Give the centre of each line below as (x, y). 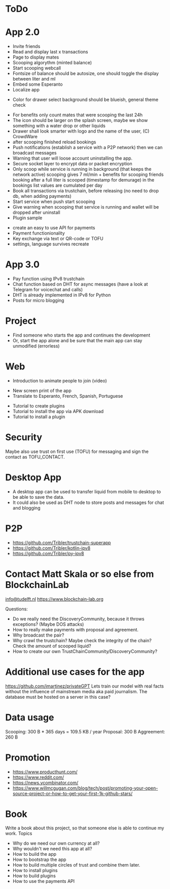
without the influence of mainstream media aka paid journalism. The (76, 691)
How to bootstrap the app (39, 859)
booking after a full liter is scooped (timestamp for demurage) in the (83, 180)
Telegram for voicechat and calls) (47, 290)
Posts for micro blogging (38, 300)
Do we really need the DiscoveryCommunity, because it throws (78, 619)
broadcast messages (35, 153)
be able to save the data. (38, 497)
